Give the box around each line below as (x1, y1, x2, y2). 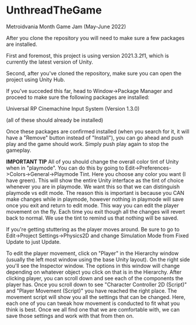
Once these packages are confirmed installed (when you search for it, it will (6, 128, 190, 135)
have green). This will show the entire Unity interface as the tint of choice (6, 177, 184, 184)
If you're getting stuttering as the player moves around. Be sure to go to (6, 225, 180, 233)
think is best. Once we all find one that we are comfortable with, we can (6, 306, 180, 313)
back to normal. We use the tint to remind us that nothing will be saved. (6, 214, 178, 221)
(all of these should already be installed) (6, 116, 104, 124)
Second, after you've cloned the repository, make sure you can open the (6, 69, 182, 77)
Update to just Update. (6, 238, 61, 245)
